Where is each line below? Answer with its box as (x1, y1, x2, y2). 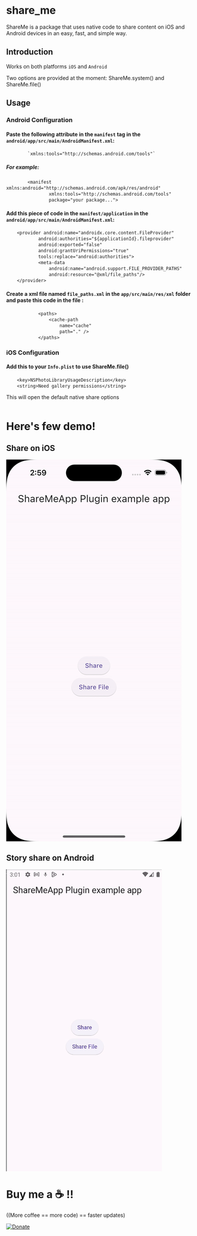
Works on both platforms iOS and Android (6, 63, 107, 70)
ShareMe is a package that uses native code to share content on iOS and (6, 23, 185, 30)
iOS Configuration (6, 348, 60, 357)
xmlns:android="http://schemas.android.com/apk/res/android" (6, 186, 161, 191)
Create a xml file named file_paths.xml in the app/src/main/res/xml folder (6, 291, 191, 298)
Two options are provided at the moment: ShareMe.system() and (6, 74, 165, 81)
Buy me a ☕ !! (6, 1188, 74, 1201)
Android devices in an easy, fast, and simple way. (6, 29, 127, 36)
